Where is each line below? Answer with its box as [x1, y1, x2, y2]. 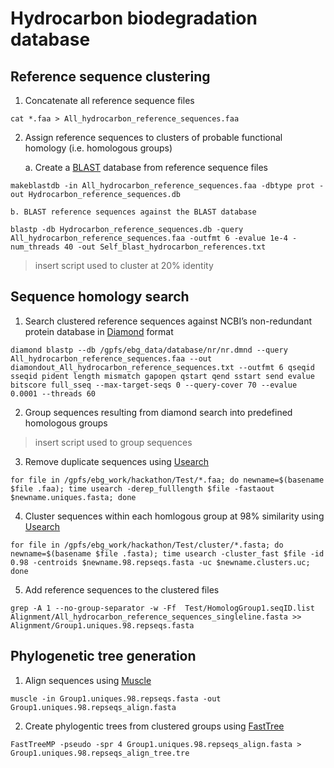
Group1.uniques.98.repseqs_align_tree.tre [10, 748, 190, 758]
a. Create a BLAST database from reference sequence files [24, 162, 269, 173]
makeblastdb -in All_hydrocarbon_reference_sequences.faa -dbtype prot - [10, 181, 325, 191]
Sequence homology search [10, 288, 190, 306]
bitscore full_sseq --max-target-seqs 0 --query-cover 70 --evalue [10, 380, 298, 390]
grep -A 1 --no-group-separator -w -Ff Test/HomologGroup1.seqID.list [10, 603, 315, 613]
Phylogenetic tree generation [10, 648, 197, 665]
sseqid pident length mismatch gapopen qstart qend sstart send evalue [10, 371, 315, 381]
